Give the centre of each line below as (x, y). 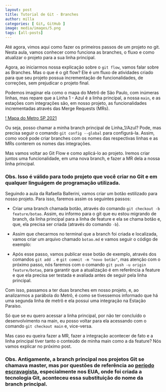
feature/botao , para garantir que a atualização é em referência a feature (86, 270)
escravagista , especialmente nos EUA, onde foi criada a (74, 372)
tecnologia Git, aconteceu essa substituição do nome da (74, 378)
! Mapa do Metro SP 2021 (31, 118)
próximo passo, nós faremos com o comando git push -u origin (79, 265)
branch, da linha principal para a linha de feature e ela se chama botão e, (87, 219)
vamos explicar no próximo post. (38, 346)
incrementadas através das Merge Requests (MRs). (57, 108)
